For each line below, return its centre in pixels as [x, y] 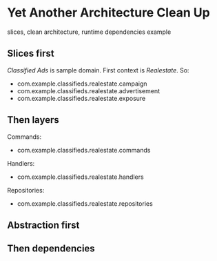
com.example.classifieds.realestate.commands [84, 150]
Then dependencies [51, 249]
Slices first [31, 54]
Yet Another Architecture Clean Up [108, 13]
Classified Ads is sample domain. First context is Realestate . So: [98, 70]
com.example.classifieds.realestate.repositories [85, 203]
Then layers [33, 120]
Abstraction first [43, 225]
